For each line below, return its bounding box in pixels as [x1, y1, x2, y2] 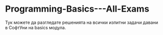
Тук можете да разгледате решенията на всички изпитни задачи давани [5, 19, 159, 25]
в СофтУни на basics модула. [5, 24, 66, 30]
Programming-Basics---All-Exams [5, 3, 150, 15]
